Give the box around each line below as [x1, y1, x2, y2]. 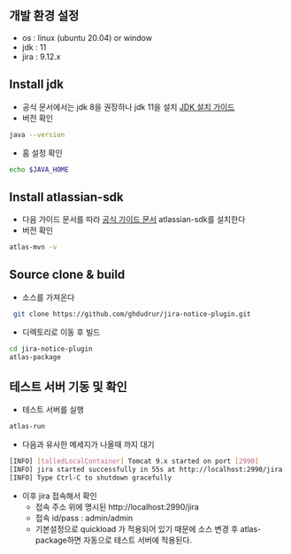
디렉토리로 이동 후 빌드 [21, 327, 101, 337]
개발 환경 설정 [9, 8, 80, 24]
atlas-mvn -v [9, 242, 57, 252]
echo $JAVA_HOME [9, 165, 69, 174]
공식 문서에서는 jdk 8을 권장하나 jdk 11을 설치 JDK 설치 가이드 [21, 101, 235, 112]
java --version [9, 130, 65, 139]
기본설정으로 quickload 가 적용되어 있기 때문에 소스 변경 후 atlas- [34, 523, 262, 534]
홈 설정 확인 [21, 147, 64, 158]
